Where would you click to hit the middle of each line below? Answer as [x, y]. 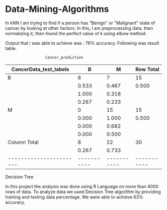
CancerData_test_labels [41, 69]
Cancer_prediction [64, 57]
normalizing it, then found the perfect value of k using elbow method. [76, 33]
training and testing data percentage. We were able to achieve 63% [74, 197]
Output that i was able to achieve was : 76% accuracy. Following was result [82, 43]
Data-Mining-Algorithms [57, 9]
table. [11, 48]
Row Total [147, 69]
